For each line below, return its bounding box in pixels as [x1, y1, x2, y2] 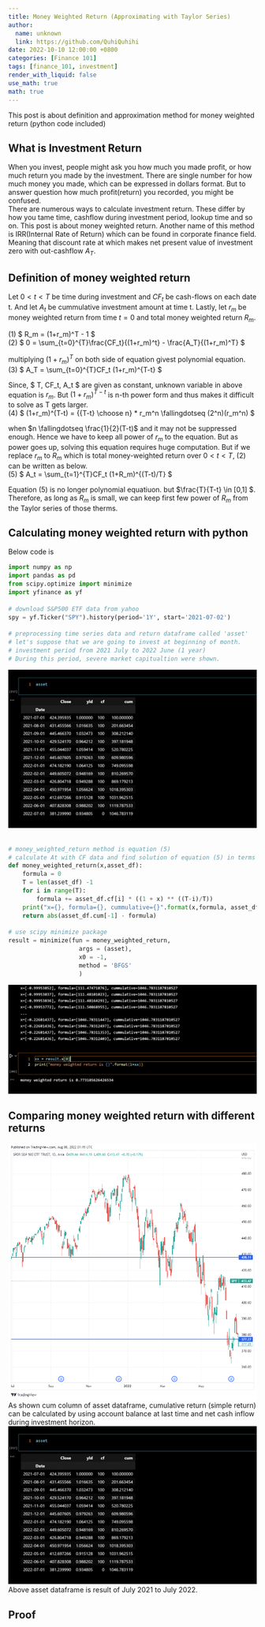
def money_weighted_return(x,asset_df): [8, 862, 144, 870]
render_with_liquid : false [8, 71, 97, 79]
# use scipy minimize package [8, 928, 108, 937]
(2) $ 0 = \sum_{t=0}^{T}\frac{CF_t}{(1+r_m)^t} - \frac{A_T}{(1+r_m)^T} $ [8, 338, 246, 347]
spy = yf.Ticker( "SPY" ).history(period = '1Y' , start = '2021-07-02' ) [8, 613, 231, 621]
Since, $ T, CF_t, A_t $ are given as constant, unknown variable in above [8, 380, 243, 390]
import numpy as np [8, 563, 73, 571]
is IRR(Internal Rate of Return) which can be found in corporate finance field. [8, 230, 257, 239]
